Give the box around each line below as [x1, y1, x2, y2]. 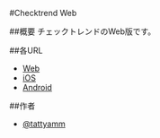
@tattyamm [22, 118, 66, 129]
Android [22, 82, 52, 92]
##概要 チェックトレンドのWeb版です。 [9, 26, 156, 37]
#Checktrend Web [9, 8, 77, 18]
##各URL [9, 45, 43, 56]
